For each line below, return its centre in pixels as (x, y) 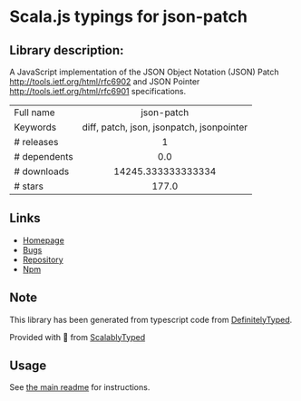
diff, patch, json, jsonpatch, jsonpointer (165, 127)
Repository (43, 259)
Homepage (44, 240)
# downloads (42, 171)
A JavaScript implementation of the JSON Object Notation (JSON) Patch (144, 72)
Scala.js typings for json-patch (128, 17)
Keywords (35, 127)
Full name (35, 112)
